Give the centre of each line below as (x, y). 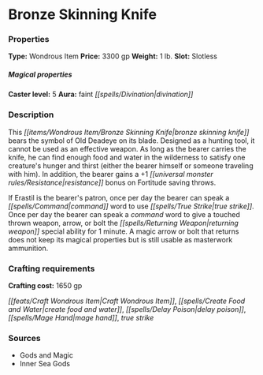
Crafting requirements (52, 268)
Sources (24, 338)
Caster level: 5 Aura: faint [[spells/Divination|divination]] (101, 94)
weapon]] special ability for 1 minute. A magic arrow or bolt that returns (124, 231)
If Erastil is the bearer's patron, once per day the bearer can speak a (119, 197)
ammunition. (28, 248)
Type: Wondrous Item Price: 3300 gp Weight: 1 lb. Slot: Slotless (113, 56)
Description (31, 114)
